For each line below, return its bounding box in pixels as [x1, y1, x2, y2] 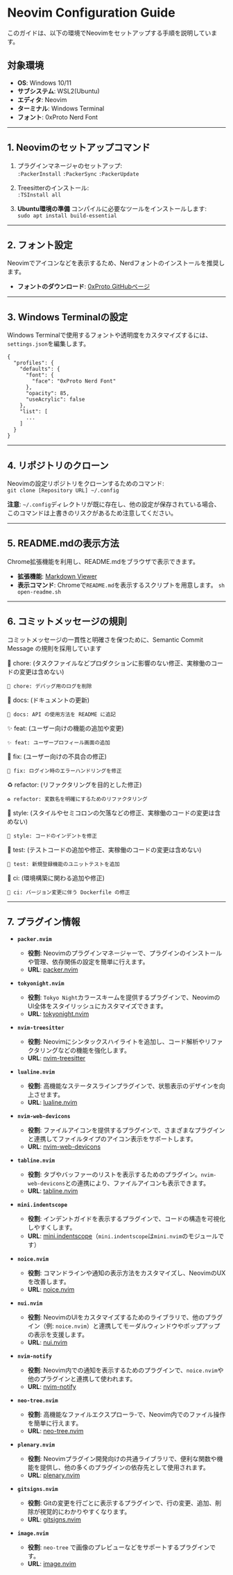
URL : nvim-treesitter [27, 1054, 86, 1062]
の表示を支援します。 [27, 1331, 89, 1339]
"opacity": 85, [25, 390, 70, 397]
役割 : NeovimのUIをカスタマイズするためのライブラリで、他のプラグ [27, 1313, 223, 1322]
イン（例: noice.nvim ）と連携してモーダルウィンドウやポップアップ [27, 1322, 221, 1331]
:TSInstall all [17, 191, 62, 199]
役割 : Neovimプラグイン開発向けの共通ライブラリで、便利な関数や [27, 1455, 217, 1463]
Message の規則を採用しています [7, 644, 102, 652]
